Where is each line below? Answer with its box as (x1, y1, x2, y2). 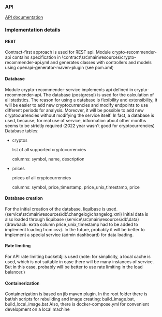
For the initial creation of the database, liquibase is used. (5, 206, 118, 212)
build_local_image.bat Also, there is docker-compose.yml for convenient (5, 301, 149, 307)
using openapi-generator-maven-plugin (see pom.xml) (5, 64, 114, 71)
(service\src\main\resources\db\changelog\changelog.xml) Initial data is (5, 211, 148, 217)
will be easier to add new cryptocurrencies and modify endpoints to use (5, 102, 148, 108)
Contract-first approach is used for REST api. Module (5, 49, 111, 55)
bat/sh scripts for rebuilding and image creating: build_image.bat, (5, 296, 135, 302)
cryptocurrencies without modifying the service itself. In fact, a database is (5, 112, 155, 118)
